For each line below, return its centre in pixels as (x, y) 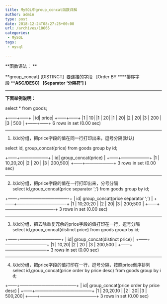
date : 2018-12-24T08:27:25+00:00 (40, 24)
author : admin (20, 14)
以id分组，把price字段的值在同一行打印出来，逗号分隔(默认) (73, 138)
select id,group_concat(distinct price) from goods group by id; (76, 229)
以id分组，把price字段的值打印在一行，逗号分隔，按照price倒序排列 (81, 265)
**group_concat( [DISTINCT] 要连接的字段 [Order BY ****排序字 (73, 76)
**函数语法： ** (21, 66)
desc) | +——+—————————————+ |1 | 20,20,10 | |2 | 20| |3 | (76, 291)
